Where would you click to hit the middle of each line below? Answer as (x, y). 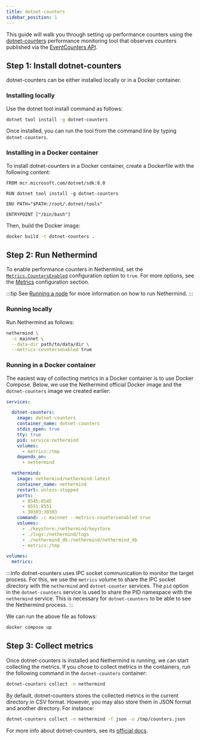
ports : (25, 495)
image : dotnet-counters (47, 418)
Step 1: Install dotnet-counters (64, 65)
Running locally (29, 309)
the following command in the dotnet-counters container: (77, 673)
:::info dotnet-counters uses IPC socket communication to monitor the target (100, 573)
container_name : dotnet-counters (59, 424)
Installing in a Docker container (52, 153)
